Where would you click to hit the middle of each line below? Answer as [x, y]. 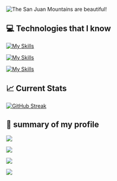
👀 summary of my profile [53, 125]
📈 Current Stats [37, 88]
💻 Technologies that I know [58, 29]
